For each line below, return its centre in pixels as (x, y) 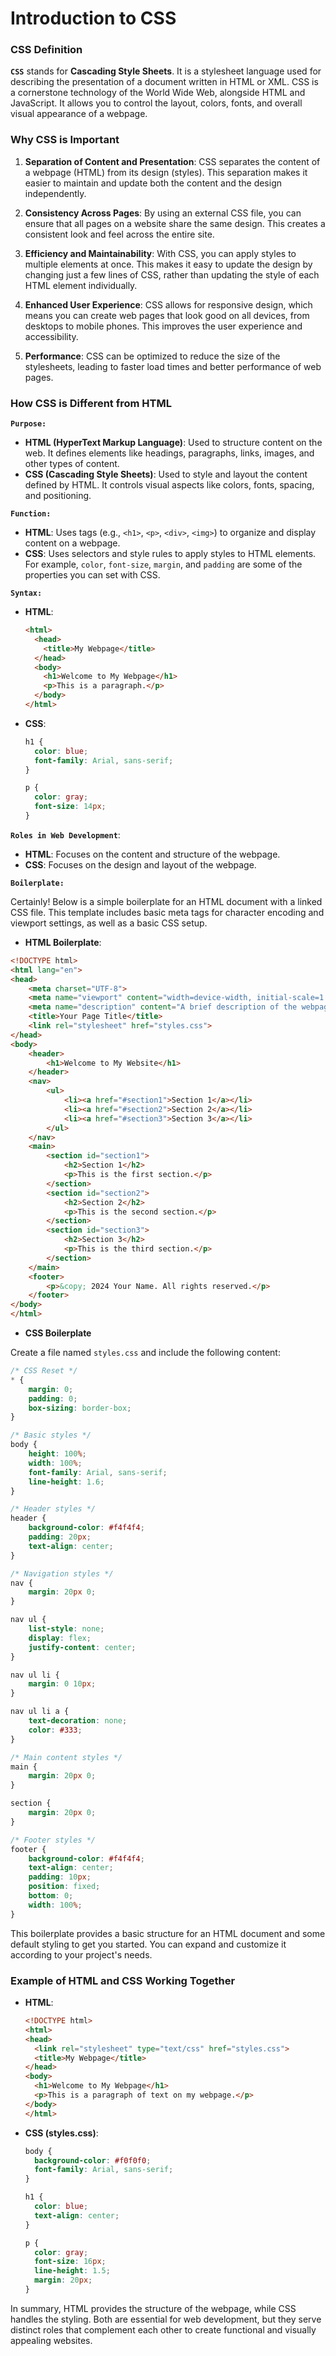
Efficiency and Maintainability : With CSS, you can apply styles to (160, 253)
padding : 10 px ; (60, 1877)
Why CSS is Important (65, 140)
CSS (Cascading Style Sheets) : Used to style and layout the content (166, 474)
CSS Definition (46, 50)
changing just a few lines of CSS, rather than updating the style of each (172, 274)
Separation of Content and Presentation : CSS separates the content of (172, 161)
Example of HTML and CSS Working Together (123, 1980)
